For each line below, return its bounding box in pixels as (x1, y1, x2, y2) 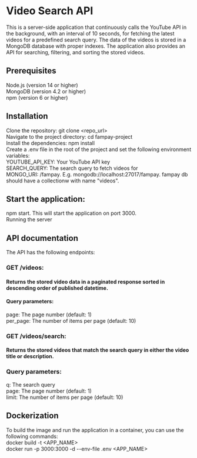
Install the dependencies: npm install (6, 139, 95, 146)
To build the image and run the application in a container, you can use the (6, 426, 184, 433)
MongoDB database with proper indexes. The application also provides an (6, 42, 185, 50)
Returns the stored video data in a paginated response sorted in (6, 278, 165, 285)
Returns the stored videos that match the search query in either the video (6, 346, 189, 354)
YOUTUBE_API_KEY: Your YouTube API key (6, 158, 111, 165)
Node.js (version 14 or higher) (6, 81, 78, 89)
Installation (6, 111, 48, 122)
